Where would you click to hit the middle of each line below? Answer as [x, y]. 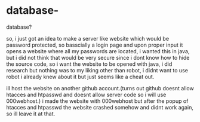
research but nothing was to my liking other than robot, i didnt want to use [97, 70]
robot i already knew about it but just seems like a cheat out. [80, 77]
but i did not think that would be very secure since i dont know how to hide [98, 57]
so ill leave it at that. [31, 114]
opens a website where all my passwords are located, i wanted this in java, [98, 51]
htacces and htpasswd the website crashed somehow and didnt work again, [100, 107]
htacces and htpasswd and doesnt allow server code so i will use [86, 94]
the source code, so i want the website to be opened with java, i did [89, 64]
